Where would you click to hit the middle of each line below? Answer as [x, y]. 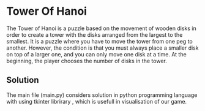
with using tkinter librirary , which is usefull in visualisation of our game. [97, 101]
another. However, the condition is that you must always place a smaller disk [102, 48]
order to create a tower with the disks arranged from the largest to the [95, 34]
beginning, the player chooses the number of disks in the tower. [87, 61]
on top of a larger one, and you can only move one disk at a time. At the [96, 54]
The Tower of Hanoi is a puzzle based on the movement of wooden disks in [102, 28]
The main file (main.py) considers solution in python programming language [102, 95]
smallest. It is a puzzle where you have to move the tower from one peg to [99, 41]
